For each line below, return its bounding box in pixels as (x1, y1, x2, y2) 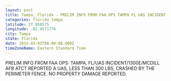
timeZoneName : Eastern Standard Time (5, 46, 86, 51)
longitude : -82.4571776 (5, 27, 56, 32)
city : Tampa (5, 31, 31, 36)
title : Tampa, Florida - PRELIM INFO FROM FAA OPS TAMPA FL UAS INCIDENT (5, 12, 166, 17)
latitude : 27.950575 (5, 22, 50, 27)
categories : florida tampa (5, 17, 63, 22)
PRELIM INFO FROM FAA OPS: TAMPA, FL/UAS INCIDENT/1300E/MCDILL (5, 59, 160, 66)
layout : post (5, 7, 33, 13)
